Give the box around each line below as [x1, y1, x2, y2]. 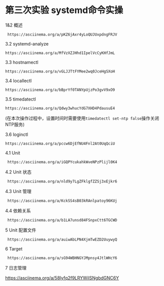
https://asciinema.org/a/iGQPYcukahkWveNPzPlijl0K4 [7, 159, 117, 164]
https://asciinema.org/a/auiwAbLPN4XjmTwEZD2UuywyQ [7, 237, 117, 242]
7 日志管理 [5, 264, 26, 270]
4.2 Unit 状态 [5, 168, 31, 175]
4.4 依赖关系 [5, 207, 31, 213]
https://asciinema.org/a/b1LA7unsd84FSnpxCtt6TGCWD [7, 217, 117, 222]
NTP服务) [5, 121, 25, 127]
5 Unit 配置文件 [5, 227, 36, 233]
